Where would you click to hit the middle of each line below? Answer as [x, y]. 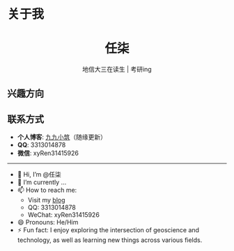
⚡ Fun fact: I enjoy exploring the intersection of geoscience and [108, 230]
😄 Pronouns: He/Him [48, 222]
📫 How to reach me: [47, 190]
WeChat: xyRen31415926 [63, 215]
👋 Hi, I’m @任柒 [39, 175]
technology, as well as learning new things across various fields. [110, 240]
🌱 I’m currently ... [42, 182]
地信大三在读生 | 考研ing [117, 70]
